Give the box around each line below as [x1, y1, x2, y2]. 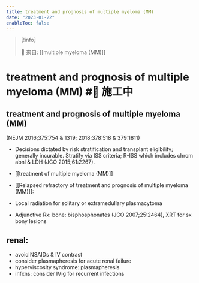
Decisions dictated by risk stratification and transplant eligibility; [14, 146, 174, 153]
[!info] [20, 37, 36, 44]
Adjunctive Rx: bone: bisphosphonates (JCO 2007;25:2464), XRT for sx [14, 211, 192, 219]
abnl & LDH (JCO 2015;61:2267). [14, 158, 95, 165]
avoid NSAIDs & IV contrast [14, 251, 83, 258]
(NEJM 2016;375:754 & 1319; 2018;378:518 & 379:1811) [6, 134, 140, 141]
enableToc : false [6, 20, 50, 26]
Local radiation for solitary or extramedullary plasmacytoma [14, 200, 163, 207]
